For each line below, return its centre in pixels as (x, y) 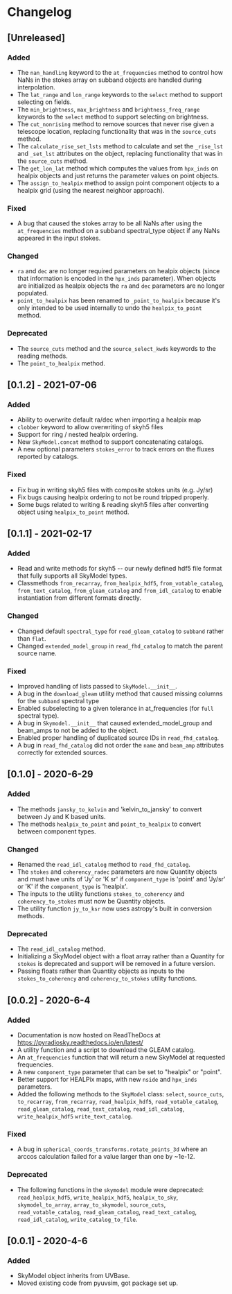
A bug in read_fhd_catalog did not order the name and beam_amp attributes (120, 745)
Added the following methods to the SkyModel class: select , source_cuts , (121, 1094)
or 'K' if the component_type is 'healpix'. (72, 887)
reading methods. (42, 356)
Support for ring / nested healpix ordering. (78, 435)
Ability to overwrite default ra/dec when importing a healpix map (109, 420)
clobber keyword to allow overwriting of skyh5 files (90, 427)
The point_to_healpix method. (61, 363)
